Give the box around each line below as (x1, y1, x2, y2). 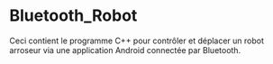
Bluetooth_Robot (9, 5, 138, 26)
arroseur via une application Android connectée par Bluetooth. (9, 44, 241, 55)
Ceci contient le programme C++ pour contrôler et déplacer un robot (9, 35, 264, 46)
